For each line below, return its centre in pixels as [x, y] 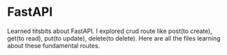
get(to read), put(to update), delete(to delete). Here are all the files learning [114, 38]
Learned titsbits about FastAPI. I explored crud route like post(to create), [110, 31]
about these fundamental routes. [53, 45]
